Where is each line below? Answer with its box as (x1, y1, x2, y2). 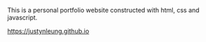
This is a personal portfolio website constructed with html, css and (7, 6, 200, 14)
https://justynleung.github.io (7, 27, 89, 35)
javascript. (7, 13, 38, 22)
